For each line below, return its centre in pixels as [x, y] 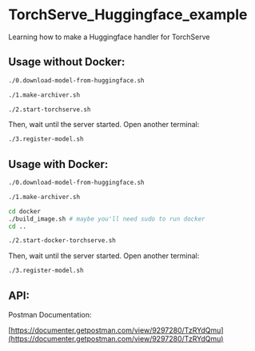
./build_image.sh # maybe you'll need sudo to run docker [107, 219]
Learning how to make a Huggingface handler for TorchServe [109, 37]
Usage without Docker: [67, 62]
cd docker [25, 211]
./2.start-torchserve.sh [50, 110]
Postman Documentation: [50, 315]
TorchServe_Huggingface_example [128, 15]
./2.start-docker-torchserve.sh [62, 241]
